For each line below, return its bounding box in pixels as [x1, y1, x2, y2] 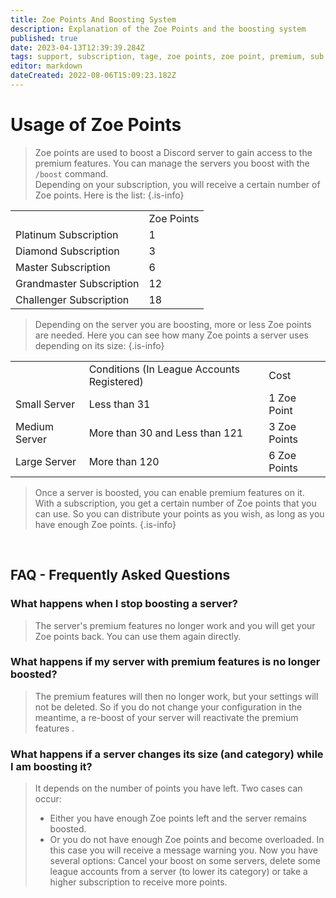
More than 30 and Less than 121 [88, 426, 244, 440]
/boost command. [34, 167, 109, 180]
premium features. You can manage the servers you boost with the [34, 157, 310, 169]
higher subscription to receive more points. [49, 876, 228, 888]
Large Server [15, 454, 77, 468]
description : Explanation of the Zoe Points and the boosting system [10, 24, 307, 34]
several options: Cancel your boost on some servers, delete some [49, 855, 321, 867]
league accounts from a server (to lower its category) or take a [49, 866, 308, 878]
